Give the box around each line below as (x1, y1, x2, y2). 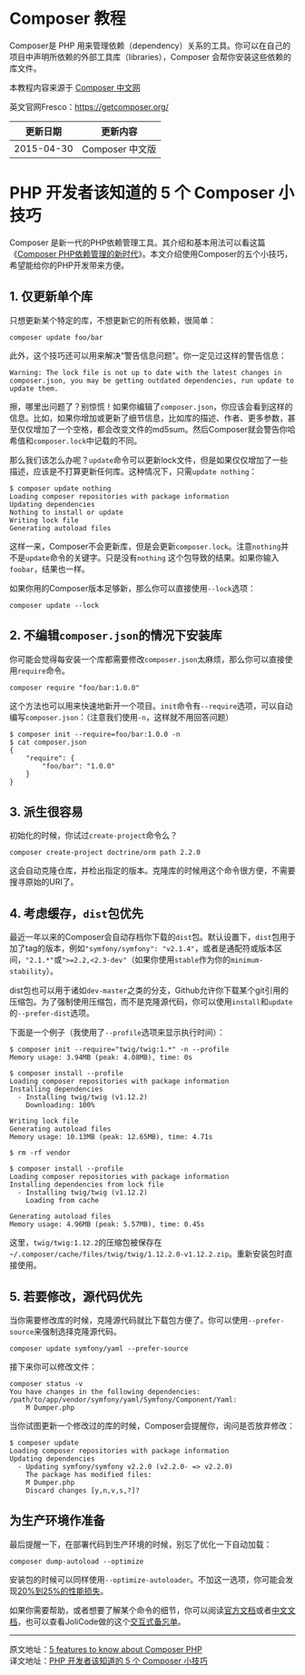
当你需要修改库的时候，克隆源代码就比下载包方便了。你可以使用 (9, 1314, 248, 1325)
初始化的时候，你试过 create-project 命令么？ (9, 830, 179, 841)
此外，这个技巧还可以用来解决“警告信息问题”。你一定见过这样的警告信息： (9, 350, 288, 361)
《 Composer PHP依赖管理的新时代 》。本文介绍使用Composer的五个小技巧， (9, 248, 293, 259)
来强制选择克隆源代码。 (33, 1325, 122, 1336)
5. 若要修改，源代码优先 (9, 1289, 143, 1304)
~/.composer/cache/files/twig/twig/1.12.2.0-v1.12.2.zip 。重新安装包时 (9, 1248, 285, 1259)
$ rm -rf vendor (9, 1148, 71, 1158)
